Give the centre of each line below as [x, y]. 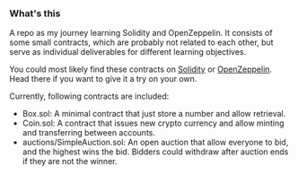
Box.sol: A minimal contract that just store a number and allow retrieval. [154, 114]
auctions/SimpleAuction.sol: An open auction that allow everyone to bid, [155, 143]
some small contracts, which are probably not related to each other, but [141, 42]
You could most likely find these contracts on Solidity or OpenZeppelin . [140, 69]
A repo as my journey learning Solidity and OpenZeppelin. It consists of [141, 33]
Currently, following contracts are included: [89, 96]
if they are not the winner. [70, 162]
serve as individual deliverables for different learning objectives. [128, 52]
